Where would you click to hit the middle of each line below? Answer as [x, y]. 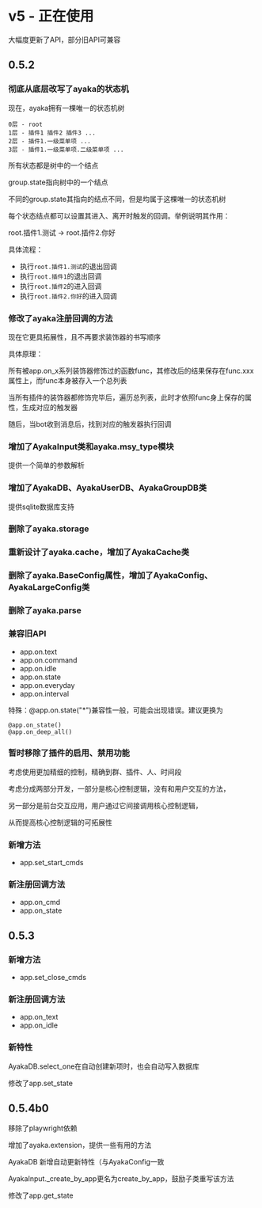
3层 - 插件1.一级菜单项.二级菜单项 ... [66, 150]
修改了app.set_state [41, 1083]
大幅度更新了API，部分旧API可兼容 [65, 40]
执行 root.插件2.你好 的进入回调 [68, 296]
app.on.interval [44, 693]
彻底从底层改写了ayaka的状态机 [68, 89]
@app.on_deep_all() [40, 732]
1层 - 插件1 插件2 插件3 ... [52, 133]
